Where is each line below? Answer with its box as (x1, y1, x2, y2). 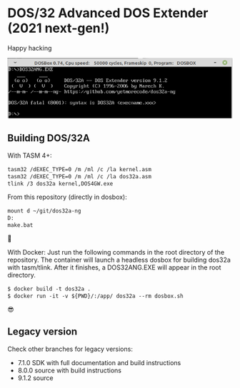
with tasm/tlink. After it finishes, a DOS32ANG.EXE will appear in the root (7, 262, 221, 272)
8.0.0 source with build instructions (17, 366, 121, 374)
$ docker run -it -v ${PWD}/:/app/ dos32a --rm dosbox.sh (7, 292, 184, 300)
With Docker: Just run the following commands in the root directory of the (7, 247, 225, 256)
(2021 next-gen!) (7, 20, 110, 36)
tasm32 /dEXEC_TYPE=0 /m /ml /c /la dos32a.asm (7, 173, 152, 180)
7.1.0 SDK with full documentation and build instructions (17, 358, 181, 367)
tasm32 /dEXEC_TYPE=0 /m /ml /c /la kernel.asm (7, 165, 152, 173)
